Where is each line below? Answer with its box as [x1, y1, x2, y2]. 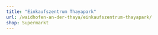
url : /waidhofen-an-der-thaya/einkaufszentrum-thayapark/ [6, 14, 152, 20]
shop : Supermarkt [6, 20, 49, 26]
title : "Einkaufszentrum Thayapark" [6, 8, 96, 15]
